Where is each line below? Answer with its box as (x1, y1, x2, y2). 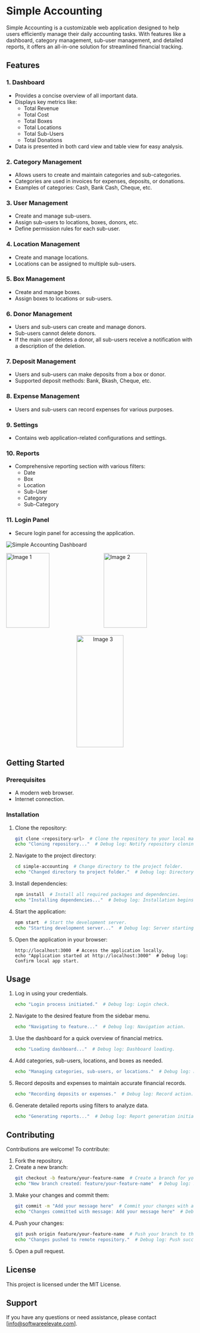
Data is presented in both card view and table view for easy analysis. (14, 142, 184, 150)
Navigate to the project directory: (14, 852, 96, 859)
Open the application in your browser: (14, 935, 108, 943)
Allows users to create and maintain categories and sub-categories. (14, 171, 182, 178)
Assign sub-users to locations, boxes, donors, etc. (14, 219, 139, 226)
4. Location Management (6, 240, 80, 249)
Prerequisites (6, 775, 46, 784)
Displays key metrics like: (14, 98, 77, 105)
